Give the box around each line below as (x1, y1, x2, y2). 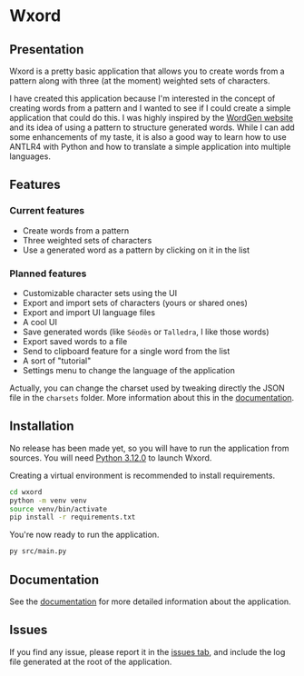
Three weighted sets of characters (22, 234, 152, 245)
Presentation (9, 42, 84, 57)
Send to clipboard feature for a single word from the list (22, 345, 230, 356)
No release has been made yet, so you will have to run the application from (9, 442, 289, 453)
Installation (9, 419, 74, 434)
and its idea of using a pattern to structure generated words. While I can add (9, 122, 295, 133)
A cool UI (22, 316, 57, 327)
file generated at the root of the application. (9, 656, 172, 667)
